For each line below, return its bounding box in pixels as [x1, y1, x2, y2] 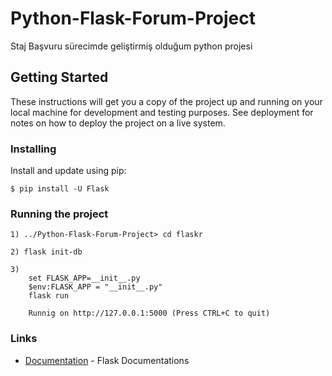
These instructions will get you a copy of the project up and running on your [10, 95, 323, 107]
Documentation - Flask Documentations [24, 354, 190, 366]
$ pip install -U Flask [10, 184, 110, 194]
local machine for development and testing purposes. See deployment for [10, 106, 314, 118]
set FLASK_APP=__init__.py [28, 273, 141, 284]
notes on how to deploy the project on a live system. [10, 117, 226, 129]
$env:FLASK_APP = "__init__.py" [28, 282, 163, 292]
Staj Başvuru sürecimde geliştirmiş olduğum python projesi [10, 40, 253, 52]
